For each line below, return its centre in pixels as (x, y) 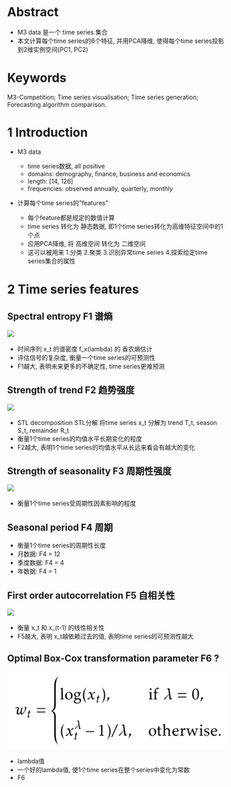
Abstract (33, 12)
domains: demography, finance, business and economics (109, 173)
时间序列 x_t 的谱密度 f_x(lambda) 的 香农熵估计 (85, 349)
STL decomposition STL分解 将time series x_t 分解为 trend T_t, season (117, 422)
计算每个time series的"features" (63, 202)
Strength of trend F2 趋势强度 (71, 390)
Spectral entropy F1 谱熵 (60, 317)
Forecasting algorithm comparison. (57, 104)
